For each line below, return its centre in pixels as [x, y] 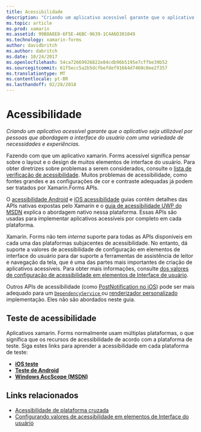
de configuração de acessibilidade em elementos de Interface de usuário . [97, 275]
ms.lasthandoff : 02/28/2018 [41, 85]
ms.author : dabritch [32, 51]
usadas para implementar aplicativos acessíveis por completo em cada [94, 218]
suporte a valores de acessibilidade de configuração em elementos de [93, 249]
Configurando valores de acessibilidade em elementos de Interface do [102, 416]
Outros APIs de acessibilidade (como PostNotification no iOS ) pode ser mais [100, 286]
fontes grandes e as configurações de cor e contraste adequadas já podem [100, 181]
